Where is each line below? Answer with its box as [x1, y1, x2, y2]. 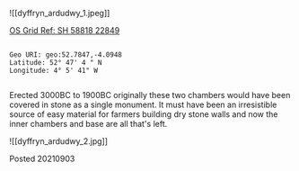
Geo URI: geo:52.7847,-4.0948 [9, 50, 123, 59]
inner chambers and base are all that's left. [9, 119, 168, 129]
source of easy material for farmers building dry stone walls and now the [9, 109, 278, 120]
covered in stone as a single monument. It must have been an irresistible [9, 99, 277, 110]
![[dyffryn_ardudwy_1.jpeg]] [9, 8, 110, 18]
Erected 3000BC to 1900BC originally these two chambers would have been [9, 90, 291, 100]
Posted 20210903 [9, 153, 75, 164]
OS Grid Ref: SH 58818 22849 [9, 25, 120, 35]
